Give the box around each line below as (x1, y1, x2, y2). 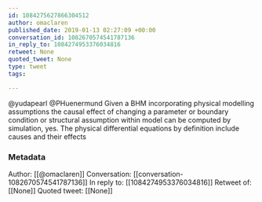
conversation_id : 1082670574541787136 (8, 33, 135, 42)
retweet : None (8, 48, 55, 56)
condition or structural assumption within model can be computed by (8, 115, 231, 124)
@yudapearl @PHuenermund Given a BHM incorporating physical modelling (8, 98, 255, 108)
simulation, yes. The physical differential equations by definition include (8, 123, 240, 133)
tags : (8, 70, 26, 78)
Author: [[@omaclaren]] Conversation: (8, 169, 132, 178)
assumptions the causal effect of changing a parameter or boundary (8, 107, 229, 116)
